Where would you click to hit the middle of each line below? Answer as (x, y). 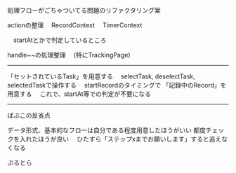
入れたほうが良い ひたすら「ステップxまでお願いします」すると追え (120, 139)
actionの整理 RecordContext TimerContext (75, 25)
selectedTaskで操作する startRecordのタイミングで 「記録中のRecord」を (117, 85)
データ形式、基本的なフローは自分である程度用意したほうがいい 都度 (106, 130)
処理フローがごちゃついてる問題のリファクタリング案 (84, 10)
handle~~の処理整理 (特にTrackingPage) (69, 55)
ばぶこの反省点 (29, 115)
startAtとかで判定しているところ (60, 40)
